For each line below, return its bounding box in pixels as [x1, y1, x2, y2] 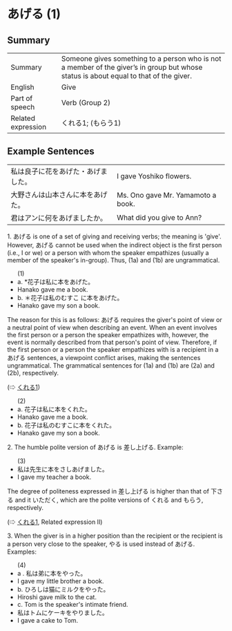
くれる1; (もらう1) [61, 118, 122, 128]
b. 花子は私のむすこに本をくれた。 [17, 421, 116, 429]
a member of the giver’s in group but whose [61, 63, 203, 72]
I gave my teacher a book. [17, 473, 92, 481]
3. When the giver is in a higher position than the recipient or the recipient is [7, 531, 223, 540]
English [10, 82, 35, 92]
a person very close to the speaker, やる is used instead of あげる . [7, 540, 195, 548]
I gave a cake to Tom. [17, 616, 79, 624]
